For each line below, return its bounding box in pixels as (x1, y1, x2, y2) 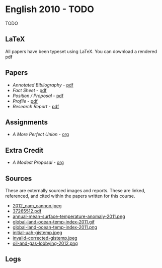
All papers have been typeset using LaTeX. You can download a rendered (5, 48, 157, 54)
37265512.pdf (12, 208, 42, 214)
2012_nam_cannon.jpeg (12, 203, 62, 208)
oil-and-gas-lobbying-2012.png (12, 240, 78, 246)
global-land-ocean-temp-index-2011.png (12, 224, 97, 230)
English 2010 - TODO (5, 4, 95, 15)
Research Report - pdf (12, 103, 59, 109)
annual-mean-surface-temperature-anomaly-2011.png (12, 213, 125, 219)
